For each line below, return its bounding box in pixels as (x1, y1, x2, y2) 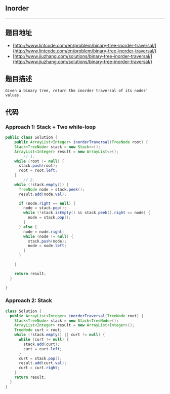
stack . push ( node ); (27, 238, 67, 244)
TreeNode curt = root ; (14, 327, 62, 332)
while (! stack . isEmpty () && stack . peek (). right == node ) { (23, 210, 151, 216)
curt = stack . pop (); (18, 356, 62, 361)
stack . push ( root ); (18, 163, 58, 168)
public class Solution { (5, 135, 58, 140)
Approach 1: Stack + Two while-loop (5, 123, 96, 130)
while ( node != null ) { (23, 234, 73, 239)
